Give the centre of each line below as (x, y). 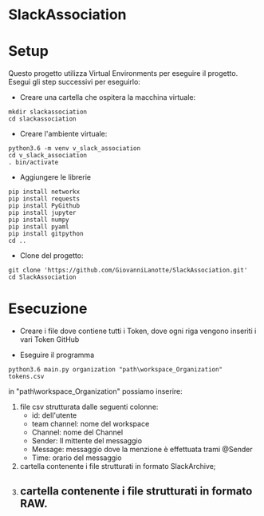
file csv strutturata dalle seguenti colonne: (89, 407)
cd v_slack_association (48, 156)
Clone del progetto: (51, 256)
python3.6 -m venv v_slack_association (75, 149)
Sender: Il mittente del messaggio (87, 441)
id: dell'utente (54, 415)
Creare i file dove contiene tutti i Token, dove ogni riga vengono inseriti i (138, 331)
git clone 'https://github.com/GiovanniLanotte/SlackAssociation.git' (128, 270)
